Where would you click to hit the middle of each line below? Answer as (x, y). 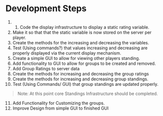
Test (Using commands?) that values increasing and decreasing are (80, 48)
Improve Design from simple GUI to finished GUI (60, 108)
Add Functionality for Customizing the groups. (58, 103)
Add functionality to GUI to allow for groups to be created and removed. (84, 63)
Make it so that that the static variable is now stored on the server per (82, 32)
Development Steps (46, 9)
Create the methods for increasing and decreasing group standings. (80, 79)
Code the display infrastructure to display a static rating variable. (84, 27)
